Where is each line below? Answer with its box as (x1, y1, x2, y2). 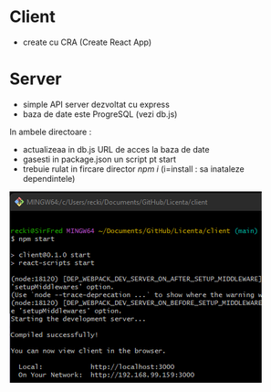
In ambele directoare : (9, 126, 92, 137)
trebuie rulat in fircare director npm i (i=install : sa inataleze (22, 163, 245, 175)
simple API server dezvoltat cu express (22, 99, 171, 110)
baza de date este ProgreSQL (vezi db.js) (22, 108, 178, 120)
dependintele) (22, 173, 76, 184)
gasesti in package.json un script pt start (22, 154, 176, 164)
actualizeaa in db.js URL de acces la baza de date (22, 143, 210, 154)
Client (9, 6, 57, 27)
